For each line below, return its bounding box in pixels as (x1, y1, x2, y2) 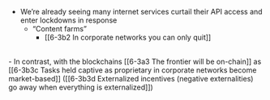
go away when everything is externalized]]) (8, 82, 154, 92)
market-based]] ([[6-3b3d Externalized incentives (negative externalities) (8, 74, 254, 83)
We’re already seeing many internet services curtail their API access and (19, 7, 263, 16)
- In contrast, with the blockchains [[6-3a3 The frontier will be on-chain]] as (8, 56, 262, 66)
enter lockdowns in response (19, 15, 118, 25)
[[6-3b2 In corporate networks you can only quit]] (44, 32, 212, 42)
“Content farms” (32, 24, 88, 33)
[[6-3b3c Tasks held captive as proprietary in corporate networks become (8, 65, 257, 75)
